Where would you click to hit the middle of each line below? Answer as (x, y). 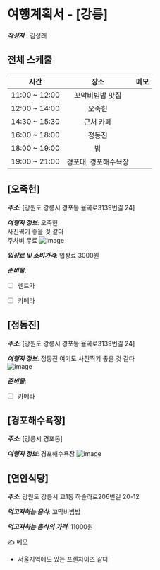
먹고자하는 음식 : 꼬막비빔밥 (44, 512)
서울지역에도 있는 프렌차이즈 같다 (63, 559)
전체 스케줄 (30, 60)
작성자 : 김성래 (27, 35)
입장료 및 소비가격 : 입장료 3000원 (54, 255)
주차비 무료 (23, 240)
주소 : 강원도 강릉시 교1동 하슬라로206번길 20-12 (73, 497)
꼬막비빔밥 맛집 (98, 95)
